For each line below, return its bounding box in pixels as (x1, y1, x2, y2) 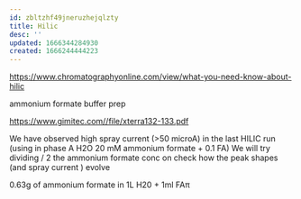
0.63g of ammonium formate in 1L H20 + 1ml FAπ (9, 179, 191, 190)
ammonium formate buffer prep (9, 98, 126, 109)
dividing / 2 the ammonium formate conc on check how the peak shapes (9, 152, 278, 163)
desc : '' (9, 30, 42, 39)
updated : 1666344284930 (9, 38, 99, 48)
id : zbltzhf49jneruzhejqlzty (9, 13, 119, 23)
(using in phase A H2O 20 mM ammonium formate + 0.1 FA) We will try (9, 143, 270, 154)
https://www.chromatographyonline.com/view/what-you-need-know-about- (9, 71, 292, 82)
